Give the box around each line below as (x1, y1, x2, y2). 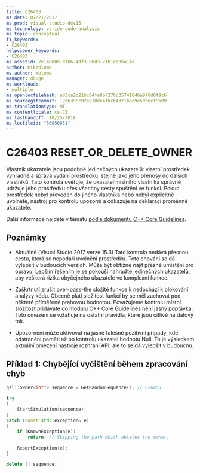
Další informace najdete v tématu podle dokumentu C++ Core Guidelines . (6, 216, 187, 223)
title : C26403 (6, 8, 42, 15)
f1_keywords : (6, 37, 39, 43)
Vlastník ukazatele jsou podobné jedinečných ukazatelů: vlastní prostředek (6, 166, 190, 173)
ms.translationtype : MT (6, 103, 66, 110)
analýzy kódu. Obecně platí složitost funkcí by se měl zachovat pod (14, 292, 181, 299)
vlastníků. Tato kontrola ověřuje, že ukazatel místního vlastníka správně (6, 178, 181, 186)
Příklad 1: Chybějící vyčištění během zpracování (6, 359, 188, 369)
